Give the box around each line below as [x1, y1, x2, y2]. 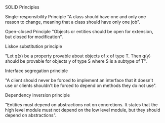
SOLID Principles [5, 4, 40, 10]
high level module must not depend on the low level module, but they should [5, 107, 161, 113]
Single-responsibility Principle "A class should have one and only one [5, 14, 146, 19]
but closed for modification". [5, 34, 63, 40]
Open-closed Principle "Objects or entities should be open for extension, [5, 29, 153, 34]
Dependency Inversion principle [5, 92, 70, 98]
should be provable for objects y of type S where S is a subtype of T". [5, 58, 147, 64]
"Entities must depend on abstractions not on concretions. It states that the [5, 102, 158, 108]
